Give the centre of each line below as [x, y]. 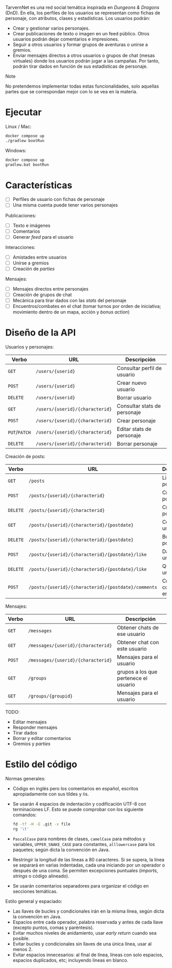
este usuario [132, 649]
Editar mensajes [30, 722]
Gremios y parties [31, 744]
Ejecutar [24, 112]
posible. [21, 938]
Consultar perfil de [139, 368]
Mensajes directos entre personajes [50, 289]
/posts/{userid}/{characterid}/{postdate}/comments [93, 587]
